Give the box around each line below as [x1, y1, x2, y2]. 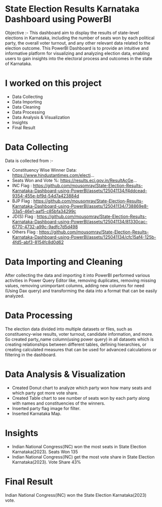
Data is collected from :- [5, 158, 53, 164]
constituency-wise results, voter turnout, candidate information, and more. [5, 331, 153, 337]
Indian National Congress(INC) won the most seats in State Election [12, 443, 147, 449]
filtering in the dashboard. [5, 352, 57, 358]
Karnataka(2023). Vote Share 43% [12, 459, 81, 465]
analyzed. [5, 293, 25, 299]
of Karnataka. [5, 61, 32, 66]
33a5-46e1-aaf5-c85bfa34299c [12, 208, 76, 214]
